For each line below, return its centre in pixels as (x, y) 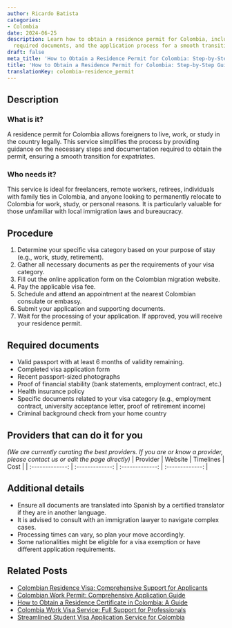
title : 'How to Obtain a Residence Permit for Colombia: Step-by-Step (111, 65)
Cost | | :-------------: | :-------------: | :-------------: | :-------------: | (108, 466)
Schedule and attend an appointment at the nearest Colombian (106, 294)
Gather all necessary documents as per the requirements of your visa (116, 264)
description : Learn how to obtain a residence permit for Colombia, (108, 39)
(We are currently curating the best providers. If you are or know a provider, (115, 451)
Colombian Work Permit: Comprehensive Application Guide (101, 595)
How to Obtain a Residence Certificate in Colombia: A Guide (103, 602)
